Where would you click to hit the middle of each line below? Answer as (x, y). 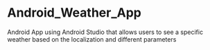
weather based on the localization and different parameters (92, 39)
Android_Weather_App (75, 13)
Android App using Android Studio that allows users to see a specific (105, 32)
